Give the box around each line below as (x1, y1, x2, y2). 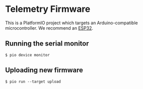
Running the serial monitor (5, 40, 89, 48)
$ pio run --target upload (5, 79, 61, 84)
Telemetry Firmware (5, 3, 90, 15)
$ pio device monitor (5, 52, 50, 57)
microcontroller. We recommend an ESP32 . (5, 25, 93, 31)
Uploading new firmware (5, 66, 83, 75)
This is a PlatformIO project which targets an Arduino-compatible (5, 20, 138, 26)
